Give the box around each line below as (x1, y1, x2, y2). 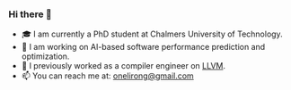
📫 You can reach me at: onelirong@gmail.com (21, 70, 194, 81)
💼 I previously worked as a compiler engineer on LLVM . (21, 61, 226, 71)
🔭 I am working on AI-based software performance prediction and (21, 42, 266, 53)
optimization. (21, 51, 70, 61)
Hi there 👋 (8, 8, 53, 20)
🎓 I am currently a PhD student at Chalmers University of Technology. (21, 29, 284, 39)
